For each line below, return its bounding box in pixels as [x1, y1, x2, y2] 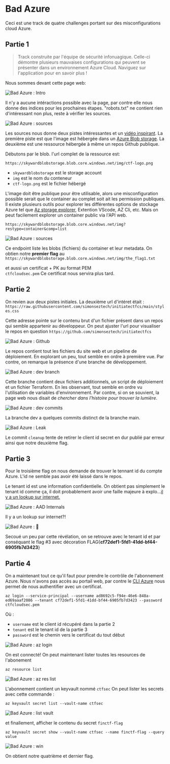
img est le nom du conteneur [12, 175, 72, 181]
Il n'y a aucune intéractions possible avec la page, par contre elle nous [5, 99, 153, 106]
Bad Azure [5, 3, 50, 15]
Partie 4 [5, 559, 31, 568]
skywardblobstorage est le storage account [12, 169, 102, 176]
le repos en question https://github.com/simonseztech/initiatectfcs [5, 328, 152, 334]
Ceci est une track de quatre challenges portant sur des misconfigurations [5, 20, 161, 26]
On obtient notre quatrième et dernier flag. [5, 753, 94, 759]
